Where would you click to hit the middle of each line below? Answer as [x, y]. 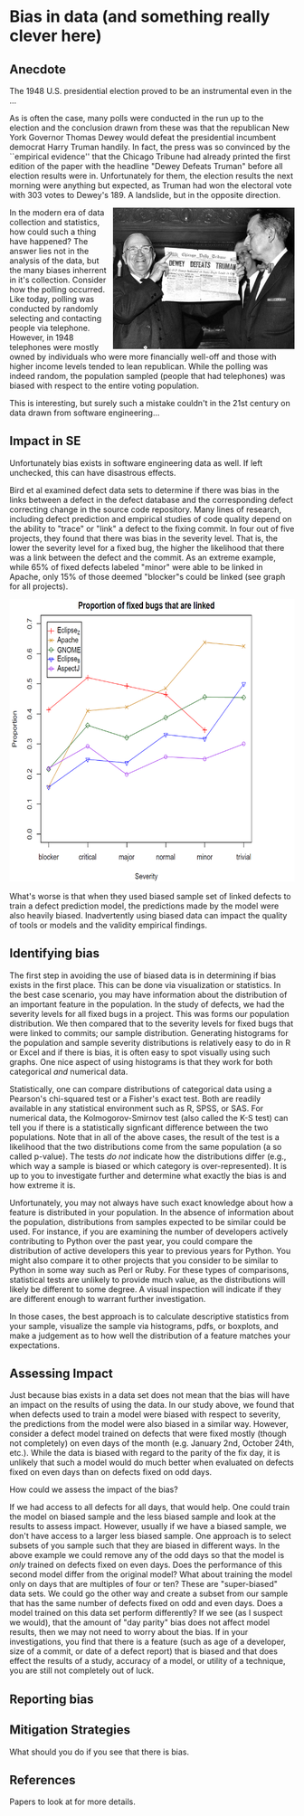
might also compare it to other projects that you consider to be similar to [144, 1260]
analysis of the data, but [54, 261]
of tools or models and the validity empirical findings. [109, 925]
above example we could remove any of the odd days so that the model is [147, 1555]
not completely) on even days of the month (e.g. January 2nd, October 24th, [152, 1443]
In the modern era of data [57, 213]
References [43, 1780]
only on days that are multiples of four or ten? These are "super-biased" [144, 1584]
